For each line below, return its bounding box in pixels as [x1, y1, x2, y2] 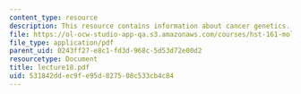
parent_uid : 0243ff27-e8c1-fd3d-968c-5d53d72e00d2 [9, 47, 202, 56]
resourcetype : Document [9, 55, 99, 64]
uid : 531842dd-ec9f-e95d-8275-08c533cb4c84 [9, 72, 175, 81]
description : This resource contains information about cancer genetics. [9, 21, 291, 30]
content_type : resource [9, 13, 99, 22]
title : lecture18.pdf [9, 64, 90, 73]
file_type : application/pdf [9, 38, 115, 47]
